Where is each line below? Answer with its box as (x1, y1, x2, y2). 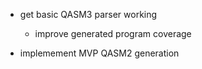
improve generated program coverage (34, 28, 192, 39)
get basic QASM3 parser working (19, 9, 158, 20)
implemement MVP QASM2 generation (19, 47, 180, 59)
